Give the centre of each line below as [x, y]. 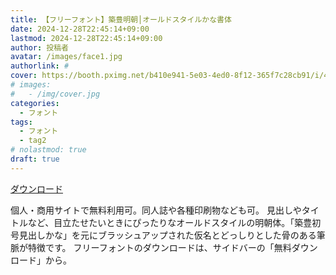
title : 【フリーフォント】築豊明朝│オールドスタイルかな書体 [121, 19]
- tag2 [33, 141]
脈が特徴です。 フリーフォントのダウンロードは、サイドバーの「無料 [151, 247]
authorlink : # [40, 66]
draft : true [35, 159]
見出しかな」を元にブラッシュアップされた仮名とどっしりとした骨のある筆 [172, 235]
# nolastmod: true [48, 150]
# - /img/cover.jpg [55, 94]
